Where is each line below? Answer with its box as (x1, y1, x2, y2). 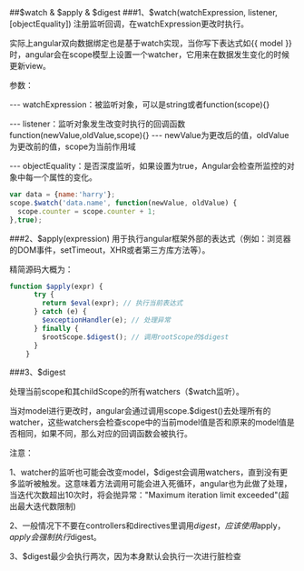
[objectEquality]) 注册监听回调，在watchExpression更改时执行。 (9, 18, 250, 29)
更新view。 (9, 61, 52, 71)
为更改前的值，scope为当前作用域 (9, 141, 136, 152)
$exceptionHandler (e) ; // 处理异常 (42, 316, 171, 325)
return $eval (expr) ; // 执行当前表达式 (42, 298, 183, 308)
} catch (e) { (33, 307, 88, 316)
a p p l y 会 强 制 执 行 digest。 (9, 532, 102, 543)
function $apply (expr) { (9, 282, 103, 291)
